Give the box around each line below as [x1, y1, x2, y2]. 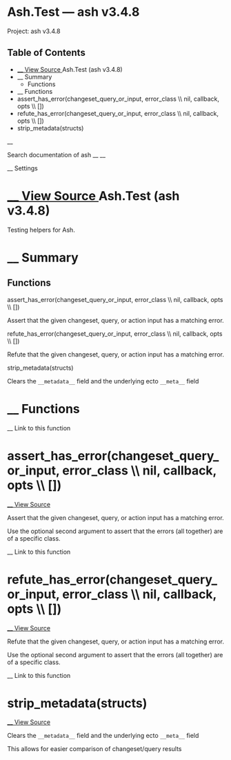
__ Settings [7, 163, 38, 172]
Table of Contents [7, 47, 86, 59]
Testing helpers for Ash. [7, 226, 76, 234]
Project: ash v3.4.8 [7, 27, 61, 35]
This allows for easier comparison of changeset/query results [7, 745, 182, 753]
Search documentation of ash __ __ [7, 150, 106, 159]
